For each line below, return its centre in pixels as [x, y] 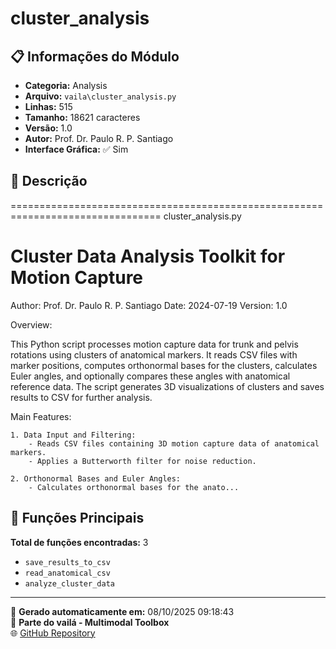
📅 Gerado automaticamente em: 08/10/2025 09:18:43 [122, 611]
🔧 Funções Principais [77, 518]
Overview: [31, 324]
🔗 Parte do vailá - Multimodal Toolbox [90, 622]
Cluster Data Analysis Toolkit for [148, 256]
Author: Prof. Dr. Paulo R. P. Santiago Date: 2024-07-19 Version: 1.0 [149, 305]
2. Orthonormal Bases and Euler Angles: [96, 478]
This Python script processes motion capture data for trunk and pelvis [154, 344]
